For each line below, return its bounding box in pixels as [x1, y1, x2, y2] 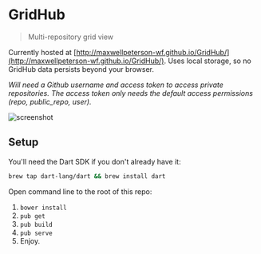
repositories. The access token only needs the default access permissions [8, 88, 254, 97]
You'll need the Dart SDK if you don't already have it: [8, 157, 181, 166]
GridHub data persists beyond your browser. [8, 64, 154, 73]
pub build [19, 220, 53, 228]
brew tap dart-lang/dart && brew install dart [8, 172, 166, 181]
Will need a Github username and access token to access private [8, 80, 223, 89]
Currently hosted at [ [8, 47, 77, 57]
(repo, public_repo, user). [8, 97, 92, 106]
